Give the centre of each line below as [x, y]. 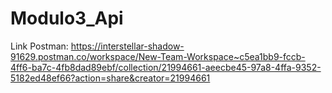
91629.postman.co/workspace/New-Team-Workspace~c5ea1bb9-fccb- [158, 56]
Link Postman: [39, 46]
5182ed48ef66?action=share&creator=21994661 [110, 78]
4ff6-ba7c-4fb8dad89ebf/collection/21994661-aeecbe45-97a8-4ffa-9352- [166, 67]
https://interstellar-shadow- [127, 46]
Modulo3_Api [67, 18]
